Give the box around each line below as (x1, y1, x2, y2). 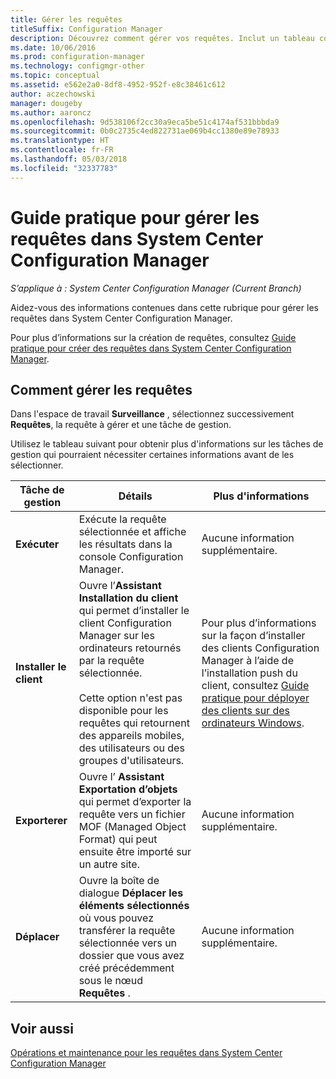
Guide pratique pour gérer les (10, 206, 260, 229)
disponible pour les (78, 704, 169, 718)
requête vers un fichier (78, 807, 186, 821)
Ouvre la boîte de (78, 874, 160, 888)
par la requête (78, 654, 145, 668)
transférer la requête (78, 924, 176, 938)
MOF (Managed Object (78, 820, 187, 834)
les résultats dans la (78, 537, 173, 551)
